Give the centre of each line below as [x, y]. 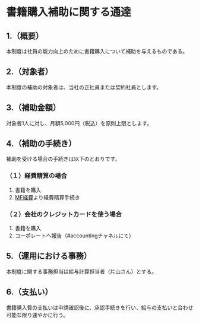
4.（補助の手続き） [41, 144]
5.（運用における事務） [49, 256]
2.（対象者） [30, 72]
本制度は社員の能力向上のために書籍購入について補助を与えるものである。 [97, 51]
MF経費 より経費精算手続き [47, 197]
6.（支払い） [30, 292]
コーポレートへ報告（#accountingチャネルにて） [75, 236]
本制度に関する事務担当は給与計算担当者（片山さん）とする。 [82, 271]
